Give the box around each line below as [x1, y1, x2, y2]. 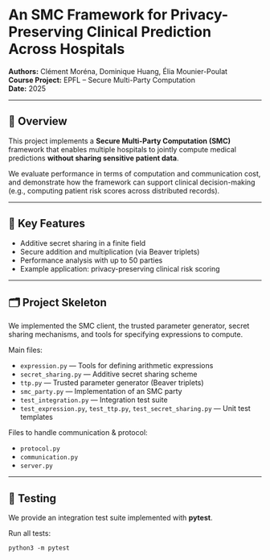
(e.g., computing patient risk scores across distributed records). [8, 185, 220, 195]
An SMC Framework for [8, 6, 168, 24]
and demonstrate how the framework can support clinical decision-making [8, 177, 256, 187]
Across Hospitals [8, 40, 125, 58]
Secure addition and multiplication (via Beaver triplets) [19, 247, 200, 256]
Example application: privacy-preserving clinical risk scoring [19, 263, 220, 273]
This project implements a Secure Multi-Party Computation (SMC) [8, 135, 231, 146]
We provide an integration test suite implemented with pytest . [8, 513, 213, 523]
